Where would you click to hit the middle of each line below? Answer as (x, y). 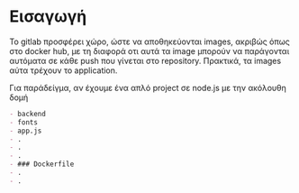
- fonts (24, 122)
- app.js (26, 131)
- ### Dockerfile (42, 164)
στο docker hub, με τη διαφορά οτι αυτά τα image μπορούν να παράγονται (149, 51)
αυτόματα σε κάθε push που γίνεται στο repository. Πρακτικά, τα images (145, 60)
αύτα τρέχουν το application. (63, 70)
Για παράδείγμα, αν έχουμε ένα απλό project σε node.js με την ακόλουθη (148, 87)
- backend (28, 114)
